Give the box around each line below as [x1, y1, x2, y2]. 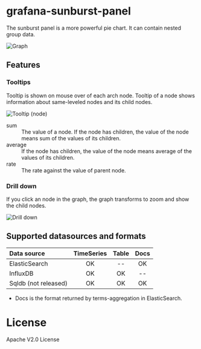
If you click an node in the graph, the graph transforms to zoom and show [6, 195, 190, 203]
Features [6, 60, 40, 70]
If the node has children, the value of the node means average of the [21, 147, 192, 155]
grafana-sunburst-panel [6, 4, 132, 18]
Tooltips [6, 78, 31, 86]
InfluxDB [9, 269, 34, 278]
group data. [6, 30, 35, 38]
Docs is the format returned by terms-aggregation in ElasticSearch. [14, 295, 182, 302]
